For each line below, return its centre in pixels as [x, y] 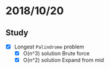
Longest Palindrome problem [49, 47]
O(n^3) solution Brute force [56, 54]
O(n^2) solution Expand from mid [64, 60]
